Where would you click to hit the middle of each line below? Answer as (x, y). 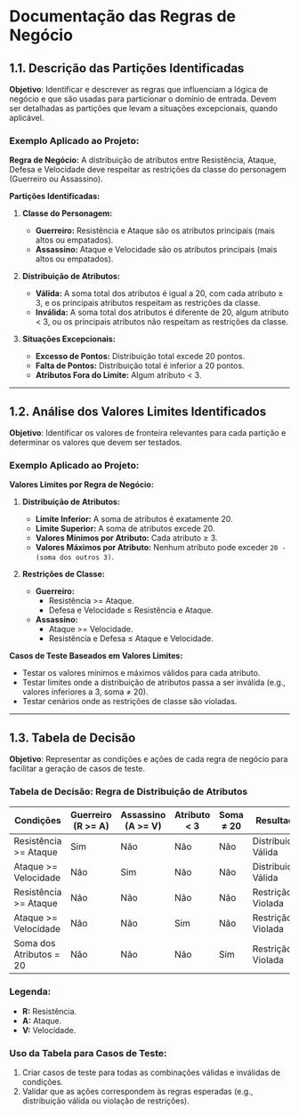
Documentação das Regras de (122, 16)
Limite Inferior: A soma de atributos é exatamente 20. (134, 519)
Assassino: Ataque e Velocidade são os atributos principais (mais (156, 250)
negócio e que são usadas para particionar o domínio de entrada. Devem (143, 99)
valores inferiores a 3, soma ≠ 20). (85, 692)
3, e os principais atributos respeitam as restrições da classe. (148, 303)
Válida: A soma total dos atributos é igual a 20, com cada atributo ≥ (159, 293)
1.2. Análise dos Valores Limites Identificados (138, 411)
